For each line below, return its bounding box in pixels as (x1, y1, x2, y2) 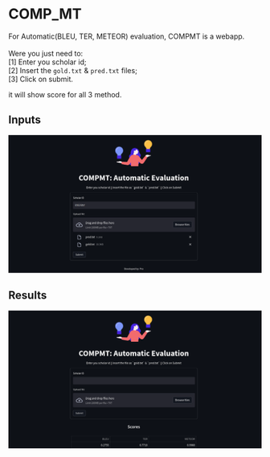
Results (8, 289, 47, 303)
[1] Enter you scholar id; (8, 57, 87, 67)
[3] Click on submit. (8, 74, 74, 84)
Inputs (8, 113, 42, 127)
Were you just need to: (8, 48, 84, 58)
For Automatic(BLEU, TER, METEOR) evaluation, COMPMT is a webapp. (8, 31, 245, 41)
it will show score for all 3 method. (8, 89, 122, 99)
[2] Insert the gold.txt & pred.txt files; (8, 65, 138, 75)
